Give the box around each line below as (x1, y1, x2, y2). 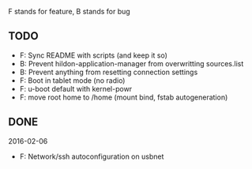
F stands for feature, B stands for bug (8, 7, 130, 16)
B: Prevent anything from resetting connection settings (19, 67, 198, 77)
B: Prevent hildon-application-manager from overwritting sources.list (19, 58, 244, 68)
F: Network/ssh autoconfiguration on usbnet (19, 152, 164, 161)
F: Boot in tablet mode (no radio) (19, 75, 126, 85)
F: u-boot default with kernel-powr (19, 84, 133, 93)
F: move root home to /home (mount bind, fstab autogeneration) (19, 92, 228, 102)
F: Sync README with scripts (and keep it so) (19, 51, 168, 60)
